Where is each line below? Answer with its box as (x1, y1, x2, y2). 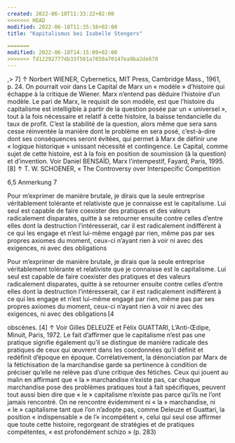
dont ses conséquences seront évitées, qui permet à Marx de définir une (7, 134, 217, 143)
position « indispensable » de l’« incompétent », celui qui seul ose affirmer (7, 412, 222, 421)
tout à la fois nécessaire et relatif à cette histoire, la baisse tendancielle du (7, 112, 221, 120)
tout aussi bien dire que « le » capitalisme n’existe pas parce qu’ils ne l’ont (7, 390, 221, 399)
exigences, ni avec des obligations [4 (7, 310, 114, 318)
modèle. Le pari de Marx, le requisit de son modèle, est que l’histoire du (7, 97, 215, 105)
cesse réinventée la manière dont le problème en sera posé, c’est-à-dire (7, 127, 216, 135)
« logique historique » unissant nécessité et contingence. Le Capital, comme (7, 142, 228, 150)
